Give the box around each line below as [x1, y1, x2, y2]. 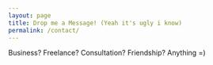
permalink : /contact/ [8, 26, 80, 34]
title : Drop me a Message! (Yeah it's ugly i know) [8, 19, 182, 27]
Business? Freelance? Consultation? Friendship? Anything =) [8, 48, 206, 58]
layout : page [8, 11, 51, 20]
